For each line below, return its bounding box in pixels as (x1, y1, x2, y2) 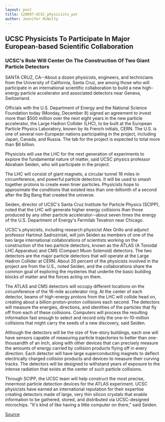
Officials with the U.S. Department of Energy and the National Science (5, 105, 147, 111)
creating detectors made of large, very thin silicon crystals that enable (5, 391, 148, 397)
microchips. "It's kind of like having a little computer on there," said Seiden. (5, 402, 158, 408)
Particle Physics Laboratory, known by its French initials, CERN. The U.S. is (5, 126, 157, 132)
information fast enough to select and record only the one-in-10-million (5, 315, 149, 321)
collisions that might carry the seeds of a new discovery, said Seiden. (5, 320, 146, 326)
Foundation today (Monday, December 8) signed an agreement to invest (5, 110, 152, 116)
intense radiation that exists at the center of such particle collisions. (5, 366, 142, 372)
